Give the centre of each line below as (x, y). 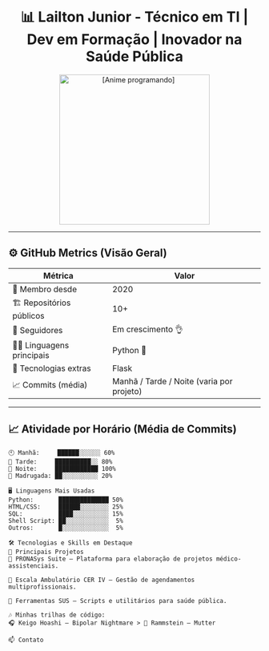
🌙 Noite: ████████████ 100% (62, 468)
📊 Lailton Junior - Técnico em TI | (134, 17)
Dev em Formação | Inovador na (134, 40)
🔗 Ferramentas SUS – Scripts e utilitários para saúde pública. (118, 601)
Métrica (58, 275)
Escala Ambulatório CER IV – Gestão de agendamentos (105, 580)
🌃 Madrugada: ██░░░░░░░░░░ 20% (60, 476)
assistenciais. (34, 566)
